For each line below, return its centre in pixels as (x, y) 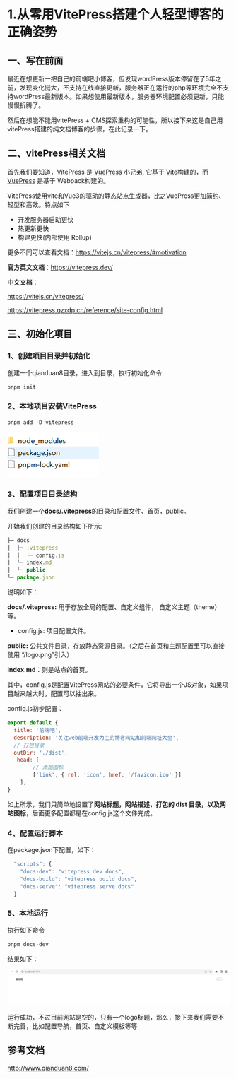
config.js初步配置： (35, 709)
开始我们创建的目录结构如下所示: (55, 526)
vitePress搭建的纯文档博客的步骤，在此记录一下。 (79, 129)
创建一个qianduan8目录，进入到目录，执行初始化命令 (85, 372)
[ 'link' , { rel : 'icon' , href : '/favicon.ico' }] (107, 775)
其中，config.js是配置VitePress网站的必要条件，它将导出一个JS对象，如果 (115, 685)
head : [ (28, 760)
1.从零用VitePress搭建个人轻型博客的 (116, 14)
